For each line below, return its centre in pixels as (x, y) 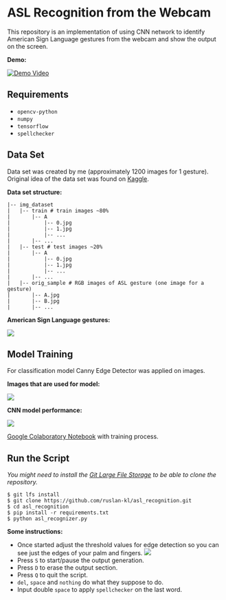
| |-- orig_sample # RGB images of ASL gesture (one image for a (106, 283)
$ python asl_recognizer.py (47, 519)
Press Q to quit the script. (52, 575)
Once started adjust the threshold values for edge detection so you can (118, 545)
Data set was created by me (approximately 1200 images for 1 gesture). (108, 171)
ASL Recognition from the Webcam (109, 13)
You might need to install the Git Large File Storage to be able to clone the (112, 475)
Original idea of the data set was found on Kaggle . (78, 179)
